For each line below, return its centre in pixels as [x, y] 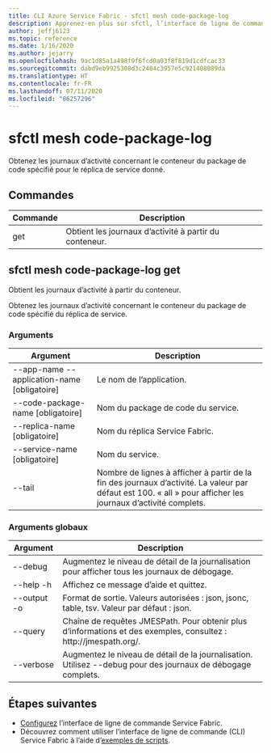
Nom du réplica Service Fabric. [155, 431]
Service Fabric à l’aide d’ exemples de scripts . [95, 740]
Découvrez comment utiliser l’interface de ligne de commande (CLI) [133, 732]
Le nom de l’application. [142, 379]
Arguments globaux [48, 527]
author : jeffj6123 [39, 31]
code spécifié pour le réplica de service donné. [87, 170]
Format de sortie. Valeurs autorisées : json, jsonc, [156, 598]
